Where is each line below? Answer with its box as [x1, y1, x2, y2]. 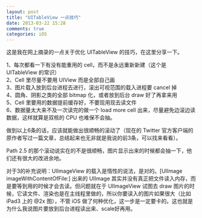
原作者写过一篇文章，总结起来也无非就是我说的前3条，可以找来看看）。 [6, 134, 181, 142]
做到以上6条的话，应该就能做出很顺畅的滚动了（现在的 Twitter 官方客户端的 [6, 127, 194, 134]
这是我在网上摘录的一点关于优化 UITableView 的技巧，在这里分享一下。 [6, 49, 183, 56]
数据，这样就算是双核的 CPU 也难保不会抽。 [6, 114, 116, 121]
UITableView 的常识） [6, 69, 60, 76]
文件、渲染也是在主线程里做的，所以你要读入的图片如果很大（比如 [27, 190, 191, 198]
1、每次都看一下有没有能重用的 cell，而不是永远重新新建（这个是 [6, 61, 167, 69]
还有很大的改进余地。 [11, 155, 65, 162]
